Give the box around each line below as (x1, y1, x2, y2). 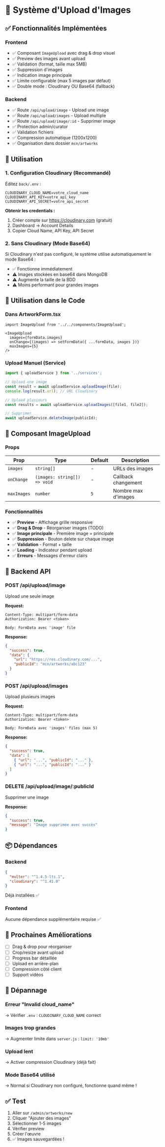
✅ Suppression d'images (12, 67, 63, 72)
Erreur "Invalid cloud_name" (5, 1001, 75, 1008)
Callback (112, 473, 134, 480)
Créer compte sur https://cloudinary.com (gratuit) (12, 217, 112, 223)
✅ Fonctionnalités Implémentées (5, 24, 107, 33)
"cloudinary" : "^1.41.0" (9, 879, 60, 884)
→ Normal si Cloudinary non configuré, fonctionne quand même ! (5, 1082, 137, 1088)
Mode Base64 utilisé (5, 1072, 55, 1079)
